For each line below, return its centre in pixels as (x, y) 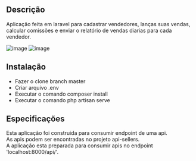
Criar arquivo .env (37, 87)
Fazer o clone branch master (50, 81)
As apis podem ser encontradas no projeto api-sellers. (73, 140)
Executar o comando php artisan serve (62, 100)
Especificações (35, 119)
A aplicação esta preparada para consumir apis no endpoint (80, 146)
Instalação (26, 67)
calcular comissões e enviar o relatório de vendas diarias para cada (89, 30)
